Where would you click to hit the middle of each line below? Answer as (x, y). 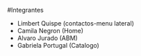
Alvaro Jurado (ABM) (47, 38)
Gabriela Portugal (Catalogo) (58, 45)
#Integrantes (25, 10)
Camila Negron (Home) (50, 31)
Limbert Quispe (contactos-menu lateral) (75, 23)
